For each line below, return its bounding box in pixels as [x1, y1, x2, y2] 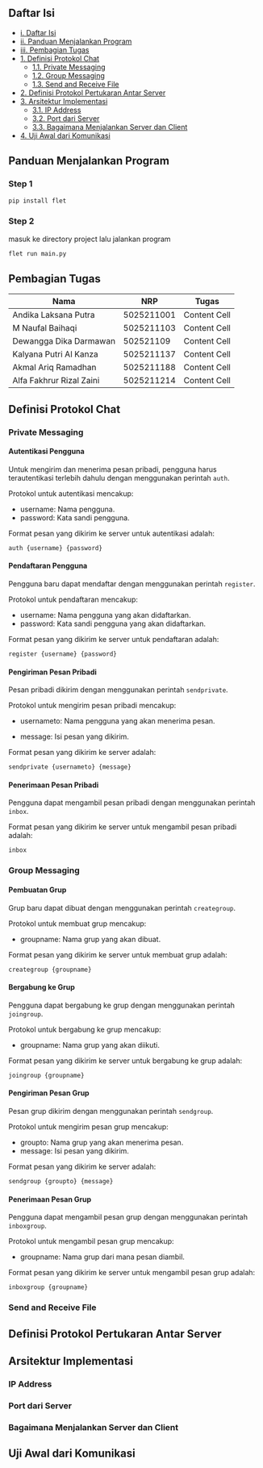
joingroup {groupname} [8, 1071, 85, 1079]
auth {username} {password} [8, 544, 103, 552]
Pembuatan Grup [8, 885, 67, 895]
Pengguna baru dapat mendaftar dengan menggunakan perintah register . [8, 579, 256, 589]
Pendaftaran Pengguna [8, 561, 88, 571]
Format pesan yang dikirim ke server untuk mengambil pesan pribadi [8, 822, 237, 832]
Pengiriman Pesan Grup [8, 1088, 90, 1098]
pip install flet [8, 197, 67, 205]
